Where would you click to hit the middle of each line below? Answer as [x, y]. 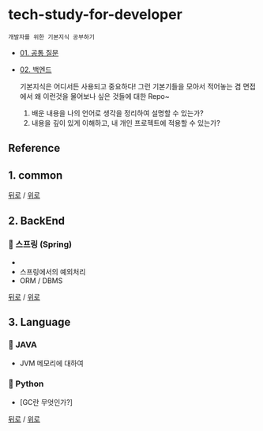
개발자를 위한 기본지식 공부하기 [51, 37]
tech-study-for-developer [96, 15]
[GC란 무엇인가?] [46, 402]
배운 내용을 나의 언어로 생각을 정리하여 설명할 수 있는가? [117, 113]
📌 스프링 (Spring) [40, 244]
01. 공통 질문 [39, 52]
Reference [34, 148]
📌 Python [26, 384]
